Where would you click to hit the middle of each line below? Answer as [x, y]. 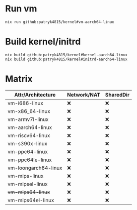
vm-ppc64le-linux [30, 160]
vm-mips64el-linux [31, 200]
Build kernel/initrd [43, 42]
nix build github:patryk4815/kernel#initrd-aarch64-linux [66, 59]
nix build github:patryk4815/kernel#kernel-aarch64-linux [66, 55]
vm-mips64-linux [29, 192]
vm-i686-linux [26, 103]
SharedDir [117, 95]
